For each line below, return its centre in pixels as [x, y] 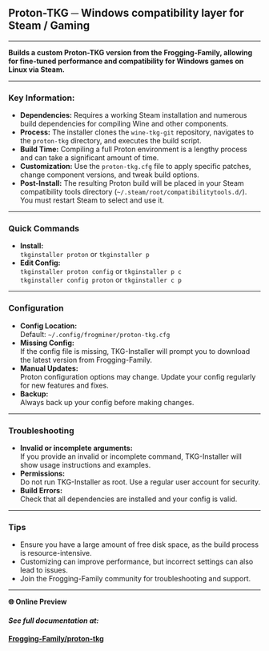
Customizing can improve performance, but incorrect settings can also [137, 562]
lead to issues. [44, 570]
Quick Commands [44, 229]
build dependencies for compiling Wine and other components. [124, 124]
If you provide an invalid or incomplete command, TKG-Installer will [130, 456]
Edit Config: [40, 263]
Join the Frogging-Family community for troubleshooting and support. [135, 579]
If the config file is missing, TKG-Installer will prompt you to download [135, 351]
